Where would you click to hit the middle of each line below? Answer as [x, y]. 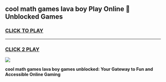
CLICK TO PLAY [24, 31]
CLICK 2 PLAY [22, 49]
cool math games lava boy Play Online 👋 [67, 9]
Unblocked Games [34, 17]
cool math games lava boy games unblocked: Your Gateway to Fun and [79, 69]
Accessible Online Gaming [33, 74]
